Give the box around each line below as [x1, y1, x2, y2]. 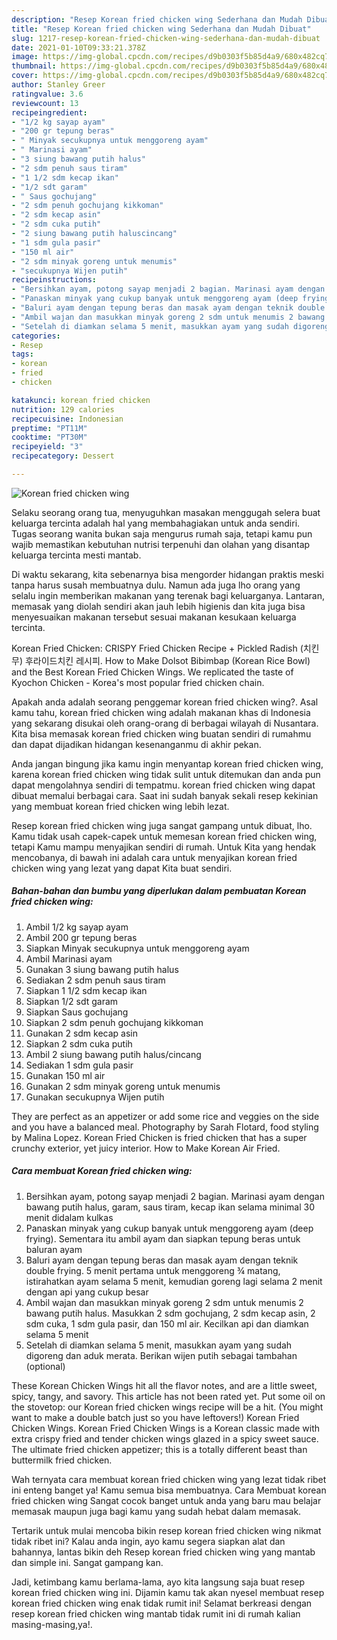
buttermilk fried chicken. [11, 1454, 113, 1466]
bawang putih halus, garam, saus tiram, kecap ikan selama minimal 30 [25, 1201, 315, 1213]
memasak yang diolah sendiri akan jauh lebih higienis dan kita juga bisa [11, 600, 306, 612]
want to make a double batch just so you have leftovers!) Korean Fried [11, 1411, 300, 1423]
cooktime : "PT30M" [11, 432, 88, 443]
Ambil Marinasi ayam [25, 952, 113, 965]
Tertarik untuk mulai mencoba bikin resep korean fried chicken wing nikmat [11, 1524, 322, 1536]
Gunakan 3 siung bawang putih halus [25, 963, 179, 975]
